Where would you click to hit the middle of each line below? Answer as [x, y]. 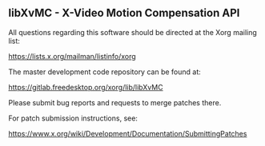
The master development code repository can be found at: [105, 72]
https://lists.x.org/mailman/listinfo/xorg [72, 56]
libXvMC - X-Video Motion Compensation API [124, 13]
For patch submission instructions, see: [73, 118]
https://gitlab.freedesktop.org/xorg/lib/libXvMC [86, 87]
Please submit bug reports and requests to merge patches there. [115, 102]
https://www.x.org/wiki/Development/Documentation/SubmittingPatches [128, 133]
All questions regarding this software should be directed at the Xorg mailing [133, 32]
